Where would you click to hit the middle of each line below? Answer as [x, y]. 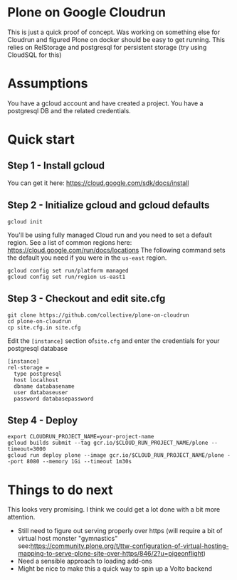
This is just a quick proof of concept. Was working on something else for [114, 32]
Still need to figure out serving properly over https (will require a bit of [120, 531]
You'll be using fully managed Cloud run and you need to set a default [110, 235]
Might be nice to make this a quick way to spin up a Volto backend [115, 569]
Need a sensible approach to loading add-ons [85, 561]
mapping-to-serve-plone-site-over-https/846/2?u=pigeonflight [111, 554]
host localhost [36, 380]
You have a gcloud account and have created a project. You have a [105, 103]
